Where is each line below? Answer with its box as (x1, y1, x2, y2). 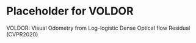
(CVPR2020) (6, 30, 38, 38)
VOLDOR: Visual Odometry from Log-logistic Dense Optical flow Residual (6, 24, 191, 31)
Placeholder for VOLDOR (6, 4, 134, 18)
